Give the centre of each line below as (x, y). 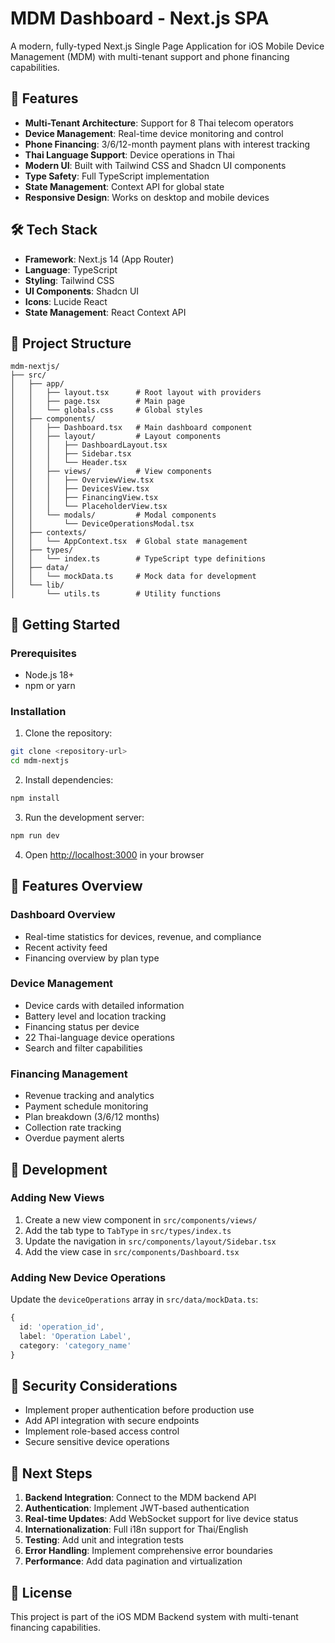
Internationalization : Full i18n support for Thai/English (136, 1529)
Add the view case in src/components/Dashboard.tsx (132, 1251)
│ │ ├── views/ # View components (111, 472)
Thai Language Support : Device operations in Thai (129, 154)
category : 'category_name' (75, 1345)
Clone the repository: (68, 733)
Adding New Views (57, 1198)
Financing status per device (82, 1026)
